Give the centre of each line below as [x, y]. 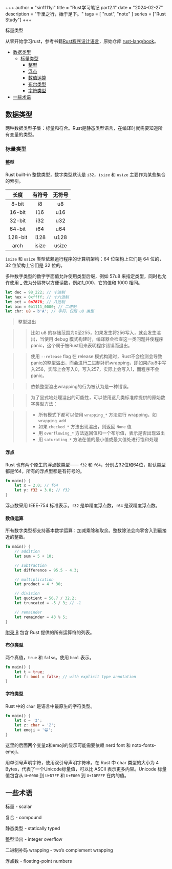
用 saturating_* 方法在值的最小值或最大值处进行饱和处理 [98, 440]
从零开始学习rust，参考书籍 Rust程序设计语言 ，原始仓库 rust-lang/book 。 [82, 41]
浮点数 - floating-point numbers [39, 861]
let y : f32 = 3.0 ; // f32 [42, 490]
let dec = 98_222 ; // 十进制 [35, 292]
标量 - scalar [19, 806]
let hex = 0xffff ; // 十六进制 [37, 297]
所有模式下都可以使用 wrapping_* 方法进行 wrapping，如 [98, 415]
